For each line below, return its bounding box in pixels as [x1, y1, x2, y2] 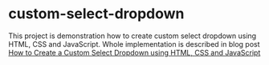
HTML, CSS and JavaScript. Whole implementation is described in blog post [8, 39, 260, 48]
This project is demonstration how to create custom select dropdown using [8, 31, 257, 40]
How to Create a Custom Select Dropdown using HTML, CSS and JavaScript [8, 48, 261, 57]
